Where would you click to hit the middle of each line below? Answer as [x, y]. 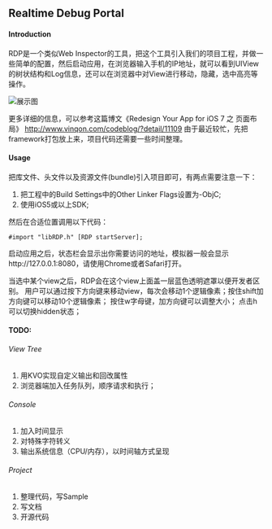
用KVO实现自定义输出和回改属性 [74, 375]
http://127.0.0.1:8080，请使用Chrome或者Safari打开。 [97, 263]
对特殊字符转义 [45, 441]
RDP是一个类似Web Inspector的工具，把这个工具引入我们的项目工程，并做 [133, 53]
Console [22, 404]
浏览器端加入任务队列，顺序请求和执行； [88, 385]
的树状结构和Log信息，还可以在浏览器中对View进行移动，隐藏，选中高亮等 [133, 73]
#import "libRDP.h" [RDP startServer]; [76, 237]
